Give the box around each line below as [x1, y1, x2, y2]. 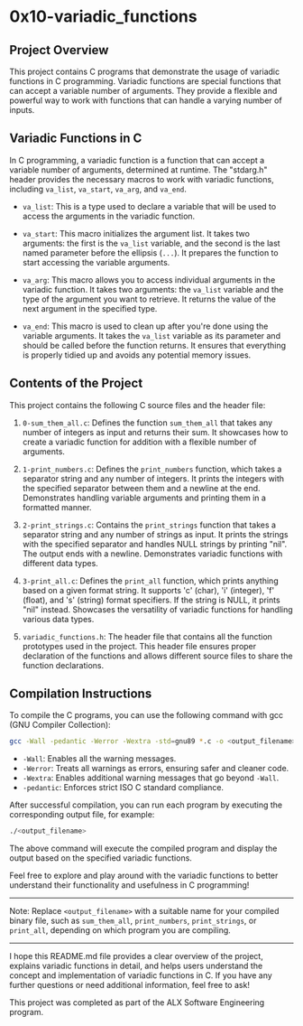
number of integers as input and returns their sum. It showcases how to [22, 426, 289, 437]
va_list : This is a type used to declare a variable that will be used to [22, 201, 277, 211]
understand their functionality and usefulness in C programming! [9, 880, 250, 891]
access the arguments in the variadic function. [22, 210, 196, 221]
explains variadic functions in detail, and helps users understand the [9, 960, 263, 972]
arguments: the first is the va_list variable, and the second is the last [22, 238, 281, 248]
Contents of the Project [9, 376, 143, 391]
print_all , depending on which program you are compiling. [9, 925, 232, 936]
